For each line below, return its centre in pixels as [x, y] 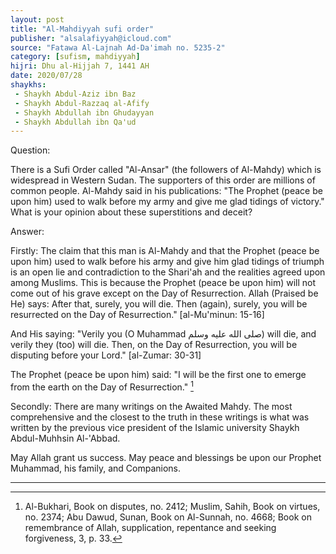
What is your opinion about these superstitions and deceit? [131, 212]
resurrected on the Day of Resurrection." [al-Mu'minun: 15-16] [137, 315]
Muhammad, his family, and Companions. [96, 468]
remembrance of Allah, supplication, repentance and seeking [150, 527]
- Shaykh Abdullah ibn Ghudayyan [84, 112]
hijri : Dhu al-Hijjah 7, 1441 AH [80, 66]
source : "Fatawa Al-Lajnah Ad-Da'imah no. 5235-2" [118, 47]
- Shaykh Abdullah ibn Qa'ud [75, 122]
